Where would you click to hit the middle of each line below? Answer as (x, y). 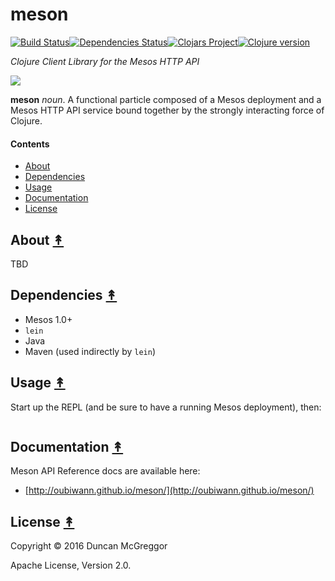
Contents (30, 144)
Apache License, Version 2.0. (71, 565)
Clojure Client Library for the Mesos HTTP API (105, 61)
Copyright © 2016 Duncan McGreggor (89, 546)
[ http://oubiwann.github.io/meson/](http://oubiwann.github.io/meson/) (169, 490)
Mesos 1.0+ (48, 319)
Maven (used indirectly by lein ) (90, 351)
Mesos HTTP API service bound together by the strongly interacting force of (167, 110)
